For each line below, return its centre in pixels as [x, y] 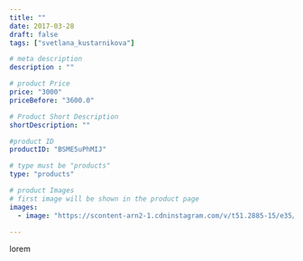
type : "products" [42, 175]
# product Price [40, 84]
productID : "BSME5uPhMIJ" [58, 149]
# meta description [46, 59]
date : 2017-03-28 [42, 26]
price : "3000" [36, 92]
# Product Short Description [64, 117]
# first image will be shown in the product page [105, 199]
